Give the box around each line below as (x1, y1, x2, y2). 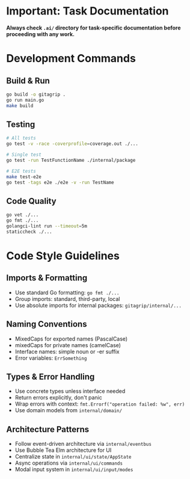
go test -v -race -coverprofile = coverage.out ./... (6, 141, 138, 147)
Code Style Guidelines (6, 249, 120, 262)
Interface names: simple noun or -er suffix (14, 348, 120, 355)
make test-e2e (6, 173, 42, 180)
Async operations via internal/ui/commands (14, 459, 123, 467)
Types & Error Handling (6, 372, 95, 382)
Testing (6, 119, 35, 129)
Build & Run (6, 75, 50, 85)
